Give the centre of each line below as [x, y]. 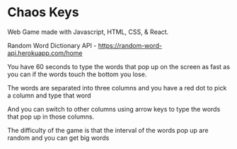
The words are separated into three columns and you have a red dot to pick [117, 88]
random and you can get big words [58, 138]
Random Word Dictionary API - [52, 45]
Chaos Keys [43, 12]
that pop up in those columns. [51, 117]
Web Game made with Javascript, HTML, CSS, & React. [88, 32]
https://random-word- [130, 45]
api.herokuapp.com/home [45, 53]
